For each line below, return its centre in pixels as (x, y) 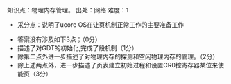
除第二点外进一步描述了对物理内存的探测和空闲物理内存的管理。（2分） (118, 56)
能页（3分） (34, 74)
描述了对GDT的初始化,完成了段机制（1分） (77, 48)
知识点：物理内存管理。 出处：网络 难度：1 (68, 10)
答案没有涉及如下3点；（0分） (59, 39)
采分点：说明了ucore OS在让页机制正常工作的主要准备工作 (101, 25)
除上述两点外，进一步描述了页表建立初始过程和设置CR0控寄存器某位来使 (120, 65)
